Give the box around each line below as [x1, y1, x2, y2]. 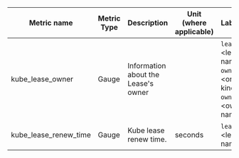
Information [127, 61, 166, 70]
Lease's [127, 79, 154, 88]
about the [127, 70, 160, 79]
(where [181, 18, 207, 28]
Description [127, 18, 169, 28]
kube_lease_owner [11, 74, 73, 84]
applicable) [174, 27, 214, 36]
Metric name [28, 18, 73, 28]
